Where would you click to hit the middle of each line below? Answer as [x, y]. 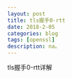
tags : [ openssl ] [31, 40]
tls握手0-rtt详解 [30, 67]
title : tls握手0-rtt [36, 20]
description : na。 [34, 46]
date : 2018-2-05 [31, 27]
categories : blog [33, 33]
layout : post [26, 14]
